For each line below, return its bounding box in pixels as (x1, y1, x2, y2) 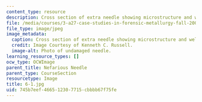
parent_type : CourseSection (6, 70, 77, 76)
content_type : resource (6, 8, 66, 15)
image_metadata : (6, 31, 47, 37)
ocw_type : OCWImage (6, 59, 55, 65)
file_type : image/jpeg (6, 25, 63, 32)
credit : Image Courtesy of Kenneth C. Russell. (11, 43, 133, 49)
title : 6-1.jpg (6, 82, 44, 88)
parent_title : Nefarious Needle (6, 64, 87, 71)
